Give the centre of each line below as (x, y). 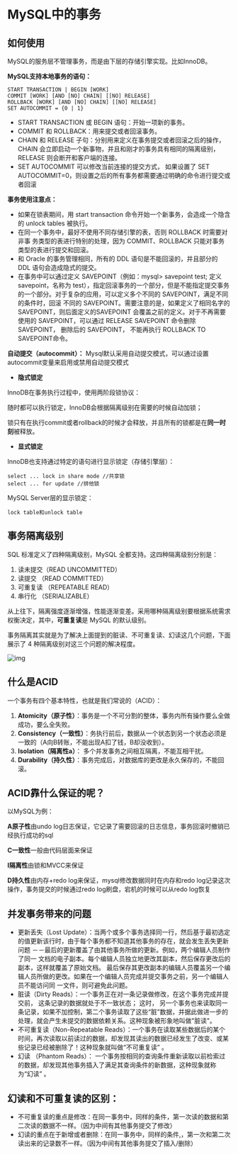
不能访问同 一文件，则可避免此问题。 (78, 985)
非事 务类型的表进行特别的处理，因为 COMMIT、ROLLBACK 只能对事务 (121, 241)
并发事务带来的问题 (49, 913)
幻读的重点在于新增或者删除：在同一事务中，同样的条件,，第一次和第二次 (124, 1135)
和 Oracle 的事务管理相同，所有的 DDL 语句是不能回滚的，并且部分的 (118, 259)
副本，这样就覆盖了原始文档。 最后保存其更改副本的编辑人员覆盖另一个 (121, 968)
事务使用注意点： (32, 199)
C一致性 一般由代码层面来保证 (50, 850)
